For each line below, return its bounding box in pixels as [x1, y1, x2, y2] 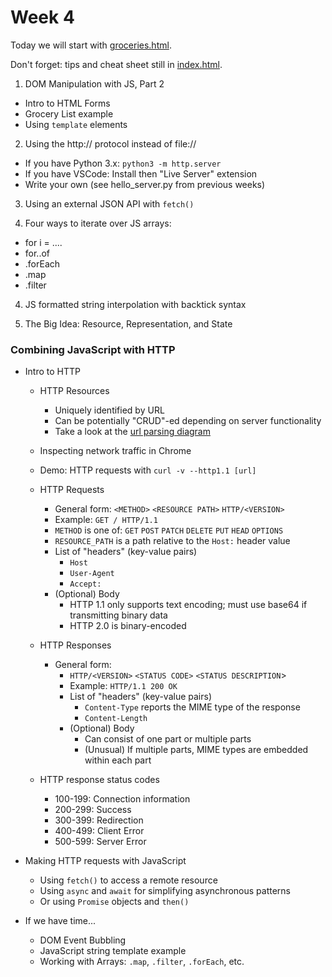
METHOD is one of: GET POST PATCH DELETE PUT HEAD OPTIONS [54, 524, 284, 536]
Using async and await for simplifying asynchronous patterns [39, 885, 292, 897]
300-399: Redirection [54, 814, 144, 826]
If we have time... [24, 915, 97, 927]
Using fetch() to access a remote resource [39, 874, 218, 886]
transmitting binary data [69, 609, 168, 621]
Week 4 [10, 6, 75, 29]
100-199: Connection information [54, 793, 191, 805]
